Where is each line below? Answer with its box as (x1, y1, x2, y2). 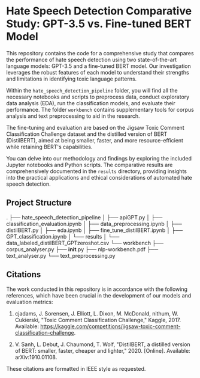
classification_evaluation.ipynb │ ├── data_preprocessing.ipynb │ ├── (6, 220, 183, 227)
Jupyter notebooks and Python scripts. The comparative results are (6, 161, 173, 168)
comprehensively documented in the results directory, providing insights (6, 167, 187, 175)
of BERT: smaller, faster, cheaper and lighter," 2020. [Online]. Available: (14, 347, 190, 354)
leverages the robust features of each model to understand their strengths (6, 69, 190, 76)
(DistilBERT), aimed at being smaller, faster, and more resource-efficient (6, 136, 184, 144)
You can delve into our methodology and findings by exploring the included (6, 154, 192, 162)
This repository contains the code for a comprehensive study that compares (6, 49, 194, 56)
